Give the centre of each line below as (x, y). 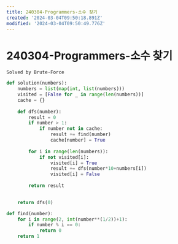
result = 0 (42, 117)
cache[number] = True (78, 140)
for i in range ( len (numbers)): (68, 151)
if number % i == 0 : (55, 225)
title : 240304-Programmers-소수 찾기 (52, 12)
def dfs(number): (40, 112)
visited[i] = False (75, 174)
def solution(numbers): (37, 83)
